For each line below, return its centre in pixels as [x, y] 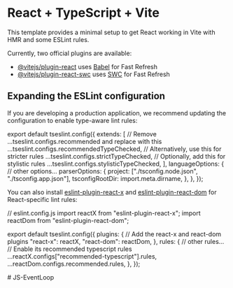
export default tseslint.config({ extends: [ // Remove [82, 134]
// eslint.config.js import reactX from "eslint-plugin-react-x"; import [104, 213]
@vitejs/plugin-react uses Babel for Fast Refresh [87, 66]
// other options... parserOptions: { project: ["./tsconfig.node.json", [103, 171]
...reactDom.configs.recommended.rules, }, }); [74, 264]
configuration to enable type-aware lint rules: [72, 120]
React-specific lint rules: [42, 199]
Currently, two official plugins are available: [70, 53]
